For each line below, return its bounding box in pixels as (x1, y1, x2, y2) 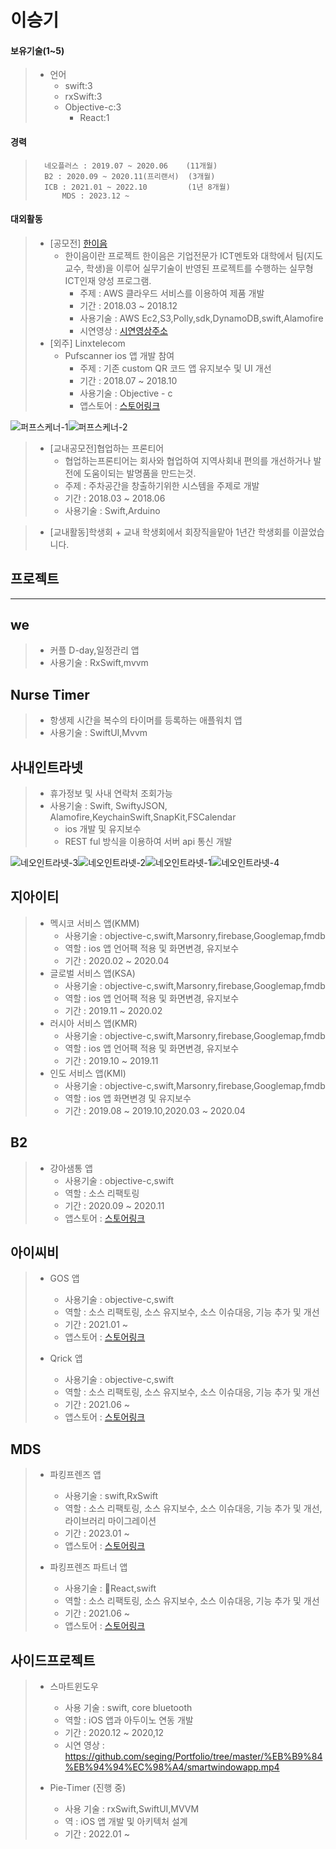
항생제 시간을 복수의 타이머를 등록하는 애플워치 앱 (49, 714, 243, 726)
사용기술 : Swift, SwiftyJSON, (49, 800, 168, 812)
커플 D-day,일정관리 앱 (49, 644, 140, 656)
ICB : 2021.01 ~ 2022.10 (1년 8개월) (44, 182, 231, 192)
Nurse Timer (10, 686, 90, 703)
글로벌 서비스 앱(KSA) (49, 967, 136, 979)
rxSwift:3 (64, 91, 103, 103)
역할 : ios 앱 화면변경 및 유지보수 (64, 1092, 192, 1104)
